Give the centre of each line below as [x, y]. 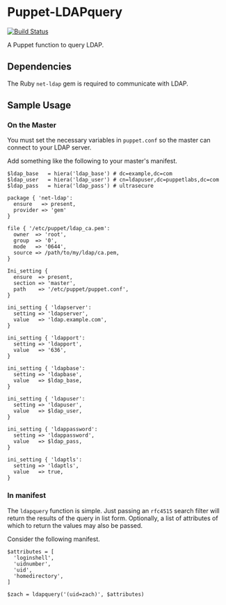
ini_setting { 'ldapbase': [46, 369]
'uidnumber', [32, 564]
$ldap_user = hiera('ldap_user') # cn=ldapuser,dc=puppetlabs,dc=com [113, 180]
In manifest [27, 496]
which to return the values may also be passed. [75, 525]
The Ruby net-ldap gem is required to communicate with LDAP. [98, 83]
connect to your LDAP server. [49, 147]
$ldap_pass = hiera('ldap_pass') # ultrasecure [81, 186]
